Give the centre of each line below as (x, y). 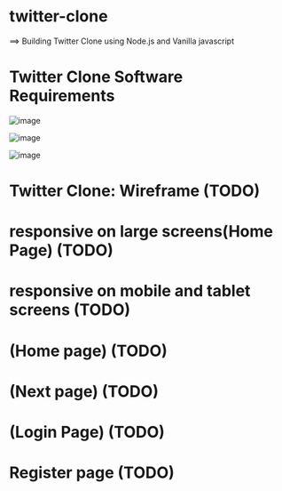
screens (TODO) (70, 310)
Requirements (62, 96)
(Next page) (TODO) (84, 391)
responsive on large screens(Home (141, 232)
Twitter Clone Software (96, 77)
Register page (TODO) (92, 473)
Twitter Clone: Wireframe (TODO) (135, 191)
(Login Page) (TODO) (87, 432)
